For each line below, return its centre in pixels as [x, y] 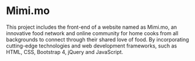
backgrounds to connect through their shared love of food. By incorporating [97, 39]
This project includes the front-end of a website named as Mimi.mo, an [92, 27]
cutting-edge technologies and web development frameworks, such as [92, 46]
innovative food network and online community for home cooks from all [92, 33]
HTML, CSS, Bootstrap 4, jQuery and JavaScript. [65, 52]
